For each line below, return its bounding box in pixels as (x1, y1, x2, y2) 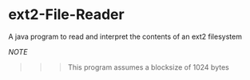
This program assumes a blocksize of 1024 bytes (67, 62, 229, 72)
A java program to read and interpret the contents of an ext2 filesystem (8, 32, 242, 41)
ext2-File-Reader (8, 6, 125, 24)
